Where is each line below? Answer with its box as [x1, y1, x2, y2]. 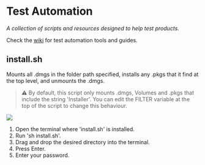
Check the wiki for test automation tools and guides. [6, 36, 138, 44]
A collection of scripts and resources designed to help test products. [6, 25, 179, 32]
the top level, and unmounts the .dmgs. [6, 77, 105, 84]
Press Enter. [15, 145, 46, 152]
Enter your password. [15, 152, 70, 159]
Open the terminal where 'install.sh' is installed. [15, 125, 135, 132]
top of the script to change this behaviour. [21, 102, 127, 109]
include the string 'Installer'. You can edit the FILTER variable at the [21, 95, 190, 102]
